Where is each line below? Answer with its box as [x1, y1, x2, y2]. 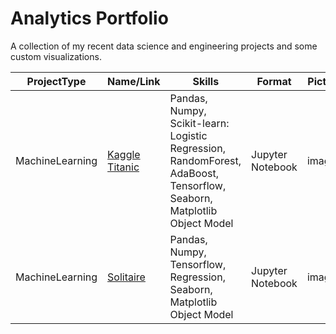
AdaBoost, [169, 166, 219, 180]
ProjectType [26, 74, 87, 88]
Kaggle [107, 147, 141, 161]
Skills [192, 74, 220, 88]
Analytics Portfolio [10, 7, 169, 30]
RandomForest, [169, 153, 242, 167]
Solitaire [107, 270, 146, 284]
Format [256, 74, 292, 88]
